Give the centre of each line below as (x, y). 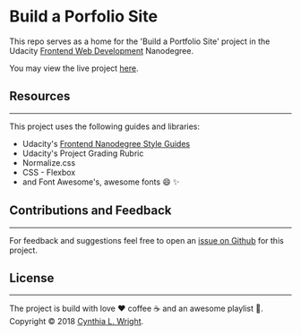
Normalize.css (49, 162)
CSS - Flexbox (49, 172)
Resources (40, 96)
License (32, 278)
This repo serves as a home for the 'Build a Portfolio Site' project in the (140, 41)
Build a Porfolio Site (84, 17)
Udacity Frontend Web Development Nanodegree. (102, 50)
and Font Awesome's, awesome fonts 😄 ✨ (101, 182)
